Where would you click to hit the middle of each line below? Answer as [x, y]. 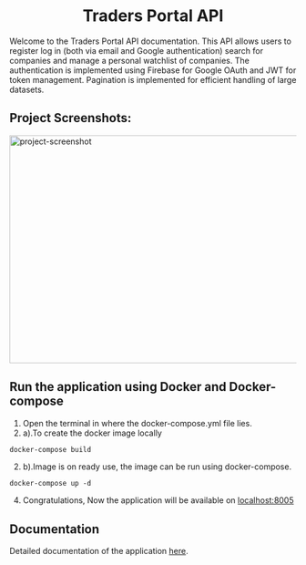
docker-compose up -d [51, 484]
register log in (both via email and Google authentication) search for [137, 50]
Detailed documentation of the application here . [99, 551]
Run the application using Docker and [118, 387]
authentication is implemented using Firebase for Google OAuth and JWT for [153, 70]
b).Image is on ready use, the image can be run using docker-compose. [157, 467]
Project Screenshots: [71, 118]
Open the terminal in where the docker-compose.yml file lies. [137, 423]
